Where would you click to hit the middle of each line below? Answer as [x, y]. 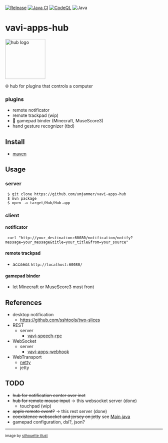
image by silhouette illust [26, 436]
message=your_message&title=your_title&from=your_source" [67, 242]
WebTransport [27, 357]
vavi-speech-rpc [45, 336]
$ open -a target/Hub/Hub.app [39, 203]
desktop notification [33, 315]
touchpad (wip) [35, 406]
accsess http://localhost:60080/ [47, 264]
